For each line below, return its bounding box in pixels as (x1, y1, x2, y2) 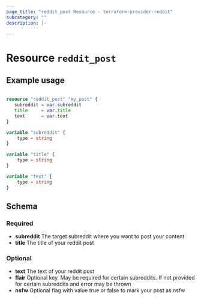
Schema (6, 201, 38, 211)
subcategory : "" (6, 14, 47, 20)
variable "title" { (6, 151, 55, 158)
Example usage (6, 75, 65, 85)
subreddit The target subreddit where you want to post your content (14, 233, 185, 240)
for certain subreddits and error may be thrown (14, 280, 131, 288)
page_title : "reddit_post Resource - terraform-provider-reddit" (6, 8, 173, 15)
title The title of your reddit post (14, 239, 94, 247)
